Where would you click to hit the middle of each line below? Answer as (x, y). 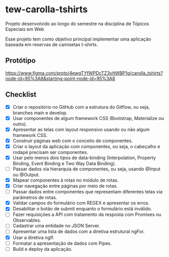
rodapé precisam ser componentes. (50, 152)
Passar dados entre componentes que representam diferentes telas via (88, 192)
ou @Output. (26, 175)
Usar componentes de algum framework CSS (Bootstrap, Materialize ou (88, 118)
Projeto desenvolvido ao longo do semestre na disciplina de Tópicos (77, 24)
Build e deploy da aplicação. (43, 249)
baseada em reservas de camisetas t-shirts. (52, 44)
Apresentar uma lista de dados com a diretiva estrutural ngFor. (79, 231)
